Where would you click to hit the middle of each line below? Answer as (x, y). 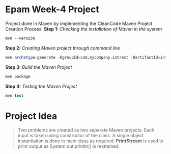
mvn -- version (20, 38)
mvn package (18, 76)
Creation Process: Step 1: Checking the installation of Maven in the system (84, 29)
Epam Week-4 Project (52, 9)
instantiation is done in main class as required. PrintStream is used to (91, 141)
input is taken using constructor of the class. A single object (81, 136)
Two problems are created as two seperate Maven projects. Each (86, 130)
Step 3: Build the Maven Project (39, 67)
